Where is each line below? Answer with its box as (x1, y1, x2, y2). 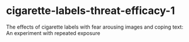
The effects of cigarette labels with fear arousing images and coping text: (6, 23, 184, 30)
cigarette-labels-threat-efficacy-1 (6, 4, 175, 17)
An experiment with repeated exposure (6, 29, 101, 36)
